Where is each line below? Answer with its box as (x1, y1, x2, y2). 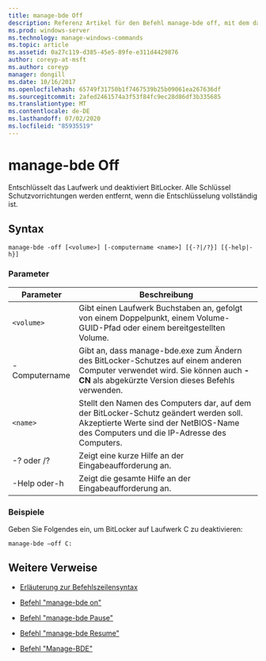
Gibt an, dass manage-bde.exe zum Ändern (78, 345, 242, 356)
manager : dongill (8, 71, 66, 78)
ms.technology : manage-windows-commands (8, 33, 144, 42)
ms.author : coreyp (8, 63, 69, 71)
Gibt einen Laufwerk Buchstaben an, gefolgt (78, 302, 243, 313)
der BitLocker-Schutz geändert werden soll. (78, 407, 243, 418)
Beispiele (8, 506, 45, 518)
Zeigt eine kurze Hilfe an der (78, 449, 184, 460)
